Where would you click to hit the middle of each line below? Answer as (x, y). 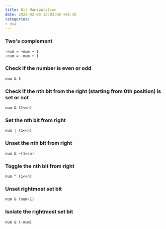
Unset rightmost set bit (34, 189)
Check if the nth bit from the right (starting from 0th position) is (83, 91)
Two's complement (29, 41)
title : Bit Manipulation (31, 10)
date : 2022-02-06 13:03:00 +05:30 (41, 14)
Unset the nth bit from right (39, 143)
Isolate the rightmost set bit (39, 212)
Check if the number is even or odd (48, 68)
